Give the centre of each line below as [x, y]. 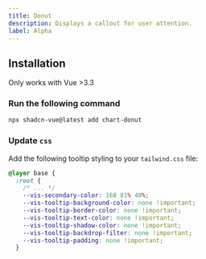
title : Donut [30, 16]
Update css [30, 141]
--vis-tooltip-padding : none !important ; [93, 240]
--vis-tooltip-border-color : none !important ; [102, 211]
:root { [29, 181]
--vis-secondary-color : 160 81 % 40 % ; [86, 195]
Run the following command [64, 104]
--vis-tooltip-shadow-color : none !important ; [102, 225]
